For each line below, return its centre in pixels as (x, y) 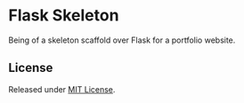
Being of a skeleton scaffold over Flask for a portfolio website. (122, 40)
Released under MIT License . (62, 89)
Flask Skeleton (64, 16)
